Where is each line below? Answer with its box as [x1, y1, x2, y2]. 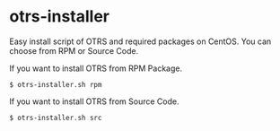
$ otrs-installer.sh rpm [9, 80, 102, 89]
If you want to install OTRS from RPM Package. [9, 63, 182, 74]
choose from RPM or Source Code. [9, 45, 139, 56]
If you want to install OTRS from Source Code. [9, 96, 179, 107]
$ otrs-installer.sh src [9, 113, 102, 122]
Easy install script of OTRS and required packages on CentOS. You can [9, 36, 272, 47]
